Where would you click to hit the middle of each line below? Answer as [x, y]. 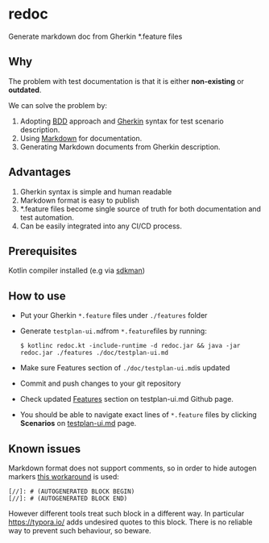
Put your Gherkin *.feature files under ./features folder [114, 315]
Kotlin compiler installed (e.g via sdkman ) [77, 270]
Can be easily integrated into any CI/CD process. [101, 226]
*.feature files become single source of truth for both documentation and [141, 209]
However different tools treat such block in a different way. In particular [126, 514]
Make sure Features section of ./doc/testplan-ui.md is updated [125, 368]
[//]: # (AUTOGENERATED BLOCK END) [68, 499]
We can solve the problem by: [58, 105]
